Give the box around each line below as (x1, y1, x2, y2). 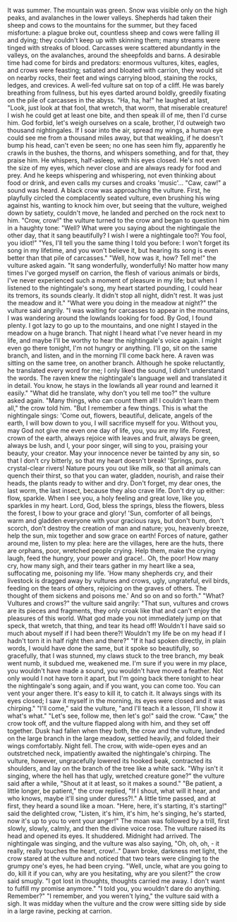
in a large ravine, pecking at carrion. (7, 907, 112, 915)
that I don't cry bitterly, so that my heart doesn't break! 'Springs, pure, (7, 456, 211, 465)
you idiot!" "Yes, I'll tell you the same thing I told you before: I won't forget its (7, 239, 230, 247)
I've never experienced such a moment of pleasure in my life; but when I (7, 276, 217, 285)
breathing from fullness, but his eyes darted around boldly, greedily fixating (7, 88, 226, 97)
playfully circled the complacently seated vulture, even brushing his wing (7, 194, 220, 202)
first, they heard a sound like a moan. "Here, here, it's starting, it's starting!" (7, 802, 227, 810)
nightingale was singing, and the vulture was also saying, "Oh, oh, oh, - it (7, 839, 220, 847)
